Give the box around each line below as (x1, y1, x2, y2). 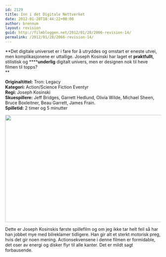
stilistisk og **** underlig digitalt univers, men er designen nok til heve (5, 59, 148, 65)
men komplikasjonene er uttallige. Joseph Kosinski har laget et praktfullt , (5, 53, 154, 59)
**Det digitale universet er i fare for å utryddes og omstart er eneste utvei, (5, 48, 157, 54)
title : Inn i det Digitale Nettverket (5, 12, 85, 17)
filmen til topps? (5, 64, 38, 70)
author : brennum (5, 21, 39, 26)
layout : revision (5, 26, 41, 31)
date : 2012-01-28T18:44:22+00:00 (5, 16, 74, 21)
